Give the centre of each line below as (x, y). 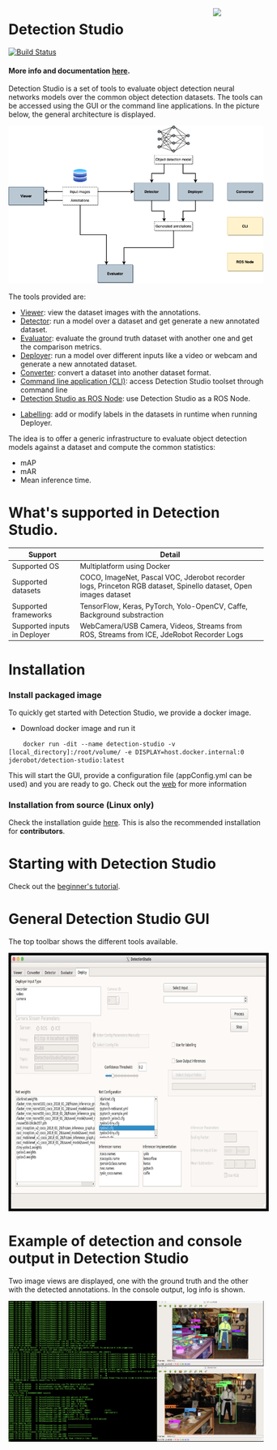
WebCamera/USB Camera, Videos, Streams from (161, 626)
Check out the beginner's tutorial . (64, 887)
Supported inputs (41, 626)
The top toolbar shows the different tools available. (93, 942)
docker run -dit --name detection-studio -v (99, 744)
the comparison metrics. (61, 346)
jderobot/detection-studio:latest (67, 760)
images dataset (105, 595)
